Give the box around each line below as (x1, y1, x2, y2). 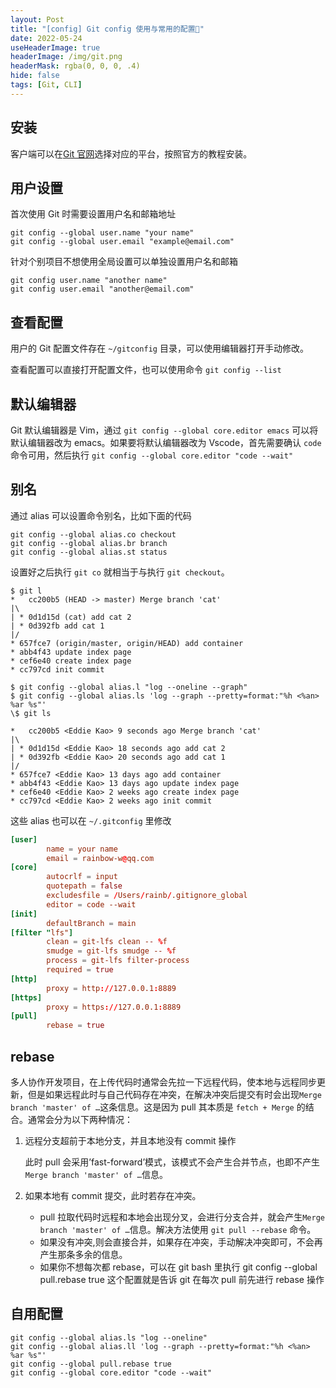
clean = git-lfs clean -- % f (46, 937, 168, 947)
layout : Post (10, 14, 65, 25)
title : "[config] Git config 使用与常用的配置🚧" (10, 24, 205, 34)
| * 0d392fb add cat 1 (10, 621, 105, 631)
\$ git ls (10, 708, 52, 718)
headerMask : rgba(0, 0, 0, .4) (10, 61, 141, 71)
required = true (46, 965, 114, 975)
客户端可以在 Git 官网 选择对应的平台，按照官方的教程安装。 (10, 147, 253, 160)
